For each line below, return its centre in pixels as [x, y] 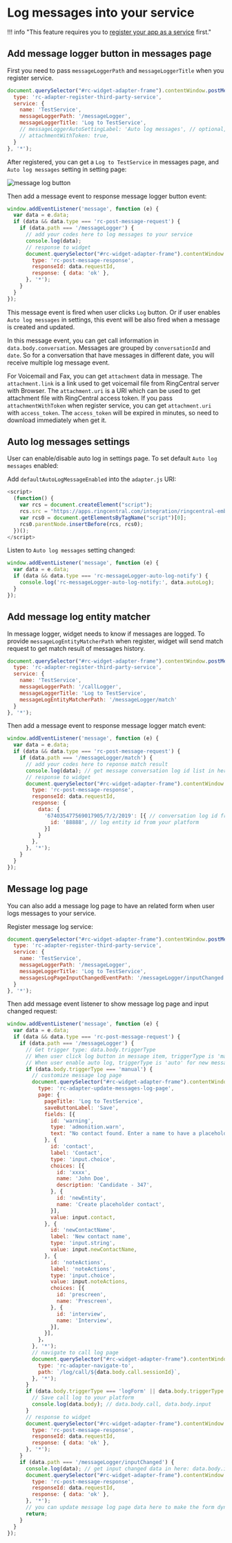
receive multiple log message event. [59, 363]
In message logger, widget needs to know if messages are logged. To [106, 634]
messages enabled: [33, 466]
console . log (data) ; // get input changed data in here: [107, 1468]
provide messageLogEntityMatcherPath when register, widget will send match [115, 641]
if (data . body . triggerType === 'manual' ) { [89, 1069]
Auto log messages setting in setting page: [67, 169]
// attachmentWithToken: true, [65, 136]
